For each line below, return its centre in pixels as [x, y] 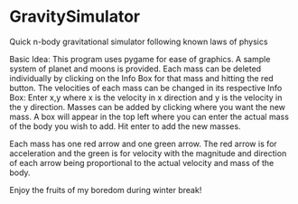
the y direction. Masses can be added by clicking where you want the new [148, 107]
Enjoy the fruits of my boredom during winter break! [106, 190]
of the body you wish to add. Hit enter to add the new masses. [125, 126]
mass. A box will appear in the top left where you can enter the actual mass [149, 116]
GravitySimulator [75, 17]
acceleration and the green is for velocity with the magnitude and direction [148, 153]
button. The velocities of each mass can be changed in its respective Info [146, 88]
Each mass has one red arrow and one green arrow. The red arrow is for [143, 144]
